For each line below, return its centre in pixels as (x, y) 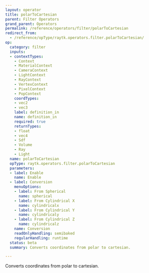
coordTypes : (26, 98)
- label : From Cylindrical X (44, 201)
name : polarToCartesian (34, 159)
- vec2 (21, 103)
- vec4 (21, 136)
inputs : (18, 52)
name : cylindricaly (38, 215)
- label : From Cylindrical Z (44, 219)
